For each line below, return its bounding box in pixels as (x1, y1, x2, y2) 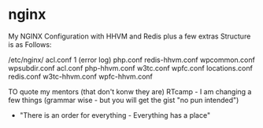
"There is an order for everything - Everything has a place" (19, 110, 211, 119)
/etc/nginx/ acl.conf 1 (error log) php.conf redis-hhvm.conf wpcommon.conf (8, 55, 256, 64)
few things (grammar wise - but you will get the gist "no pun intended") (8, 95, 239, 104)
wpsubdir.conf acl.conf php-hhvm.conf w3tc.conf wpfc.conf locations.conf (8, 63, 254, 72)
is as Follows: (8, 39, 52, 49)
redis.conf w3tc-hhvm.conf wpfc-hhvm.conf (8, 71, 154, 81)
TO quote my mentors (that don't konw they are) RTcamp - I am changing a (8, 86, 252, 96)
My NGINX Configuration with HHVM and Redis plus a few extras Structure (8, 31, 251, 41)
